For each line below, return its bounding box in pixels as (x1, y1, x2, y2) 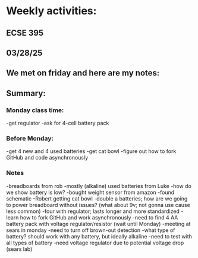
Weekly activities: (6, 4, 97, 18)
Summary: (6, 88, 46, 98)
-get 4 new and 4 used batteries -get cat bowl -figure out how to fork (6, 148, 177, 155)
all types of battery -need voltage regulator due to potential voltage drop (6, 239, 184, 246)
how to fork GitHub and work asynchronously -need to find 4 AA (20, 214, 178, 221)
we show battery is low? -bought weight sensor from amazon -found (6, 189, 175, 196)
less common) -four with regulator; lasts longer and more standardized (6, 208, 180, 215)
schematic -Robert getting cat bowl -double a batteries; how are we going (6, 195, 188, 202)
